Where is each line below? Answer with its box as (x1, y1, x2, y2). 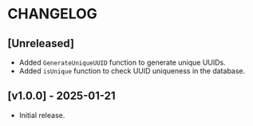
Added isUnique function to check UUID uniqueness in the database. (18, 66, 246, 76)
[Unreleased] (7, 37, 75, 50)
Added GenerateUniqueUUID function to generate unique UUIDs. (18, 57, 227, 67)
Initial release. (18, 110, 65, 120)
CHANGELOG (7, 5, 97, 23)
